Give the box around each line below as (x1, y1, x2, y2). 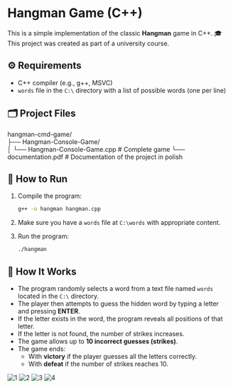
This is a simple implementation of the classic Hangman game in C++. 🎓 (7, 28, 222, 37)
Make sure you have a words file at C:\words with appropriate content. (17, 218, 221, 227)
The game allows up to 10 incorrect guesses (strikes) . (17, 337, 178, 345)
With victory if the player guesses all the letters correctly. (28, 352, 197, 360)
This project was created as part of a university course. (7, 39, 170, 48)
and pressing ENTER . (17, 306, 80, 315)
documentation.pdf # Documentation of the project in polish (7, 153, 183, 161)
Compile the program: (17, 192, 82, 200)
